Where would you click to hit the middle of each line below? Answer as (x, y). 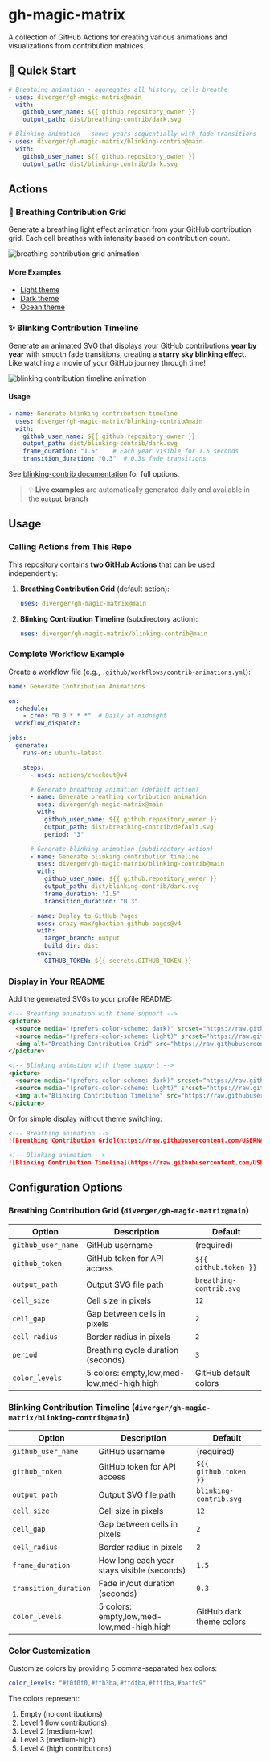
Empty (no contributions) (61, 1714)
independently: (33, 573)
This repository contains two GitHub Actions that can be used (111, 564)
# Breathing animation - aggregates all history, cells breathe (118, 89)
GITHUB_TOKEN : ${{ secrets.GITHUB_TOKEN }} (118, 961)
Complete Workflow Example (66, 654)
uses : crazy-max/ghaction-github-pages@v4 (109, 924)
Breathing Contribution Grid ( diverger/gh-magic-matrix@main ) (129, 1211)
